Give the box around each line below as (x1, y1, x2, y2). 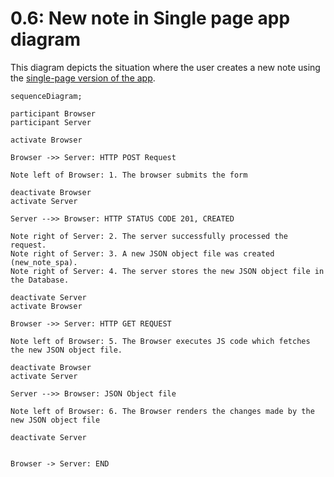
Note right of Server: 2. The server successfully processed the (10, 231, 288, 241)
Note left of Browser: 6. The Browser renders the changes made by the (10, 406, 315, 416)
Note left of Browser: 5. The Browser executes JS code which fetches (10, 336, 311, 346)
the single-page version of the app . (10, 72, 156, 84)
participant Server (10, 117, 92, 127)
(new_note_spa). (10, 257, 78, 267)
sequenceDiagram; (10, 91, 83, 101)
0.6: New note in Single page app (10, 7, 291, 30)
